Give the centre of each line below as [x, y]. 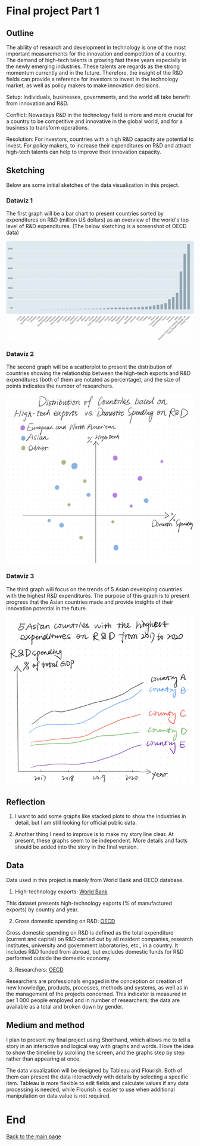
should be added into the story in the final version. [76, 847]
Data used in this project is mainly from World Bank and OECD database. [95, 880]
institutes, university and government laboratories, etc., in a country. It [92, 945]
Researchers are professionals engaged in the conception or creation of [94, 981]
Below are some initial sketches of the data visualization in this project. [93, 185]
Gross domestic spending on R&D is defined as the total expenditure [90, 932]
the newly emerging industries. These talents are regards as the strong [93, 66]
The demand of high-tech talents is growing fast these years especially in [96, 60]
